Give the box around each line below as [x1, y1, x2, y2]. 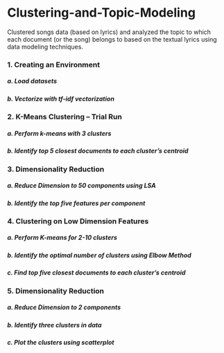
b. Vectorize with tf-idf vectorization [7, 94, 114, 103]
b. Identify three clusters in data [7, 320, 102, 329]
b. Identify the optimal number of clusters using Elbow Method [7, 251, 192, 259]
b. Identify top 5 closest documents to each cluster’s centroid [7, 147, 189, 155]
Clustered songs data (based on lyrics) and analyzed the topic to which [7, 28, 212, 36]
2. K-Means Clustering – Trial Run [7, 112, 123, 122]
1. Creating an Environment [7, 60, 101, 69]
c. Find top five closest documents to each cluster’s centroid [7, 268, 186, 277]
